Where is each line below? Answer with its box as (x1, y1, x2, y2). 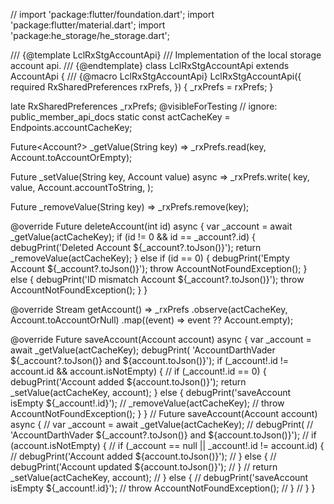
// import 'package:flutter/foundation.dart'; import (10, 9, 215, 20)
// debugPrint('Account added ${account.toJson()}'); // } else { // (10, 450, 277, 462)
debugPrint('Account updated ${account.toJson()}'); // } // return (10, 461, 278, 473)
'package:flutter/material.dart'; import (10, 19, 166, 31)
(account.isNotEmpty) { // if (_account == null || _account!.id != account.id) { (10, 440, 325, 451)
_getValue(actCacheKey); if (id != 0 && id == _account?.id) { (10, 231, 256, 243)
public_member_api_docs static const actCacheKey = (10, 111, 231, 123)
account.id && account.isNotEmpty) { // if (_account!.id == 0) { (10, 365, 267, 377)
